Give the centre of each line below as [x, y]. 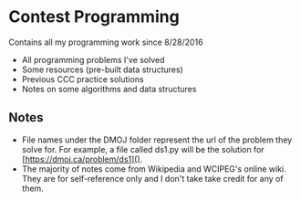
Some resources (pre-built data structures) [102, 69]
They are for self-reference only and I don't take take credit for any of [152, 178]
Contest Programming [94, 17]
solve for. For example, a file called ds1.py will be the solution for [143, 149]
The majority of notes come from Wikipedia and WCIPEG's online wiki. [154, 169]
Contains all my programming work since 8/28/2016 [106, 42]
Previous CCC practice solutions [83, 79]
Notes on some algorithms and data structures [109, 89]
